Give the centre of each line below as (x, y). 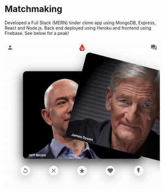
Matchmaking (33, 9)
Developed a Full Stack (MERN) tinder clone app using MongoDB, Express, (80, 23)
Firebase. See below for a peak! (37, 33)
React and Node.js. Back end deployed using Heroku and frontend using (78, 28)
